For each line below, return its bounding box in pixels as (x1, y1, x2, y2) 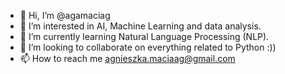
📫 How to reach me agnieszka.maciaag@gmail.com (19, 53, 236, 64)
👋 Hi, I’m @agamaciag (19, 10, 111, 21)
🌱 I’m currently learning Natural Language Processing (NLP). (19, 31, 270, 42)
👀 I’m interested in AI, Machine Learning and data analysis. (19, 20, 262, 32)
